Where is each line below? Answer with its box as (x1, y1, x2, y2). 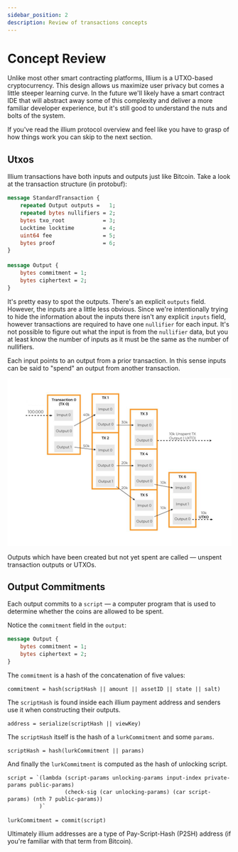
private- (204, 774, 231, 781)
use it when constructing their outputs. (7, 705, 121, 714)
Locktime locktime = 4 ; (20, 224, 116, 231)
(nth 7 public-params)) (33, 795, 103, 802)
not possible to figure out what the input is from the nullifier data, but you (7, 327, 229, 336)
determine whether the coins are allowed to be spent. (7, 607, 164, 616)
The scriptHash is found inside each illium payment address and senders (7, 698, 221, 706)
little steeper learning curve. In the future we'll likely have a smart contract (7, 89, 225, 97)
